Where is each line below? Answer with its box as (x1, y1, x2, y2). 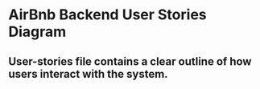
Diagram (8, 22, 67, 41)
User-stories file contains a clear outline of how (8, 55, 252, 68)
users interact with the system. (8, 67, 168, 81)
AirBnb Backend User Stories (8, 6, 207, 24)
